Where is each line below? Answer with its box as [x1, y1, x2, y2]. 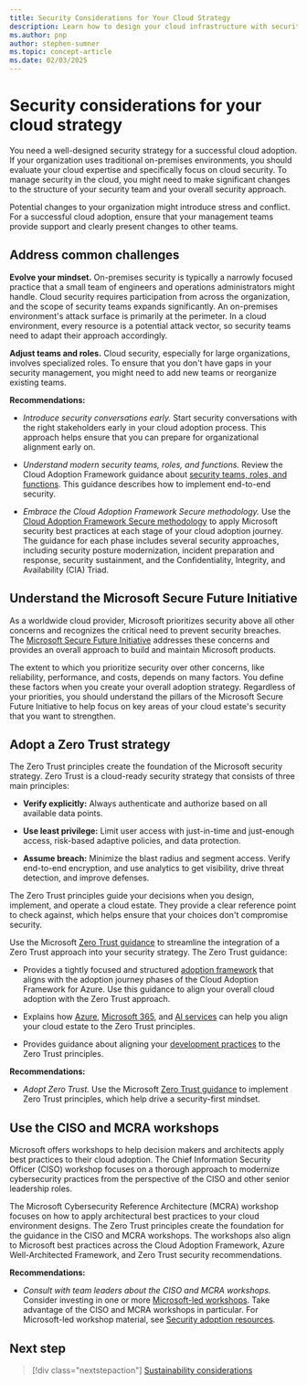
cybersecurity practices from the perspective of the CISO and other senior [9, 1174, 290, 1185]
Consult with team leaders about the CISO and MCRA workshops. [22, 1285, 271, 1296]
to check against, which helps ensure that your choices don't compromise [9, 910, 289, 921]
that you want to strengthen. [9, 710, 116, 721]
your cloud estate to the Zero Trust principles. [22, 1021, 196, 1032]
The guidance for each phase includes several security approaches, [22, 535, 280, 546]
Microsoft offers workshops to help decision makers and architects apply [9, 1145, 285, 1156]
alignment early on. [22, 441, 96, 453]
